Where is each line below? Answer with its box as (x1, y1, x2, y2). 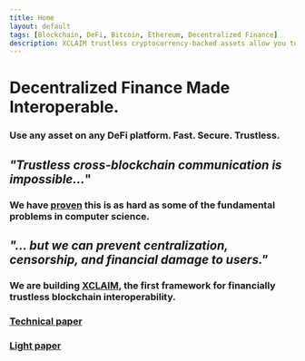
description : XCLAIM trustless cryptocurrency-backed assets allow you (9, 38, 286, 48)
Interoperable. (9, 97, 120, 118)
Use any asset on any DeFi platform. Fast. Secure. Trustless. (9, 129, 280, 141)
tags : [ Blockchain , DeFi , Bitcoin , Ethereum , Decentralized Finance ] (9, 30, 279, 39)
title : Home (9, 13, 54, 23)
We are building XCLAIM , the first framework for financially (9, 278, 276, 291)
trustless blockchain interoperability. (9, 290, 176, 303)
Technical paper (9, 315, 84, 327)
